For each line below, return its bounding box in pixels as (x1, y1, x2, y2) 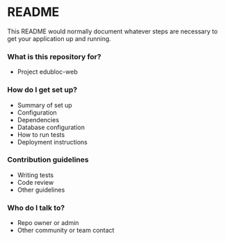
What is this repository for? (7, 51, 102, 61)
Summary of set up (17, 101, 73, 109)
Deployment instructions (17, 138, 88, 146)
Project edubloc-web (17, 67, 78, 76)
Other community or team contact (17, 226, 115, 235)
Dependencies (17, 115, 60, 124)
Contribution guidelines (7, 155, 89, 165)
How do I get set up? (7, 85, 78, 94)
